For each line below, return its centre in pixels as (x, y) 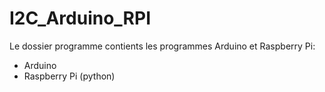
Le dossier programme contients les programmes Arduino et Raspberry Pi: (162, 46)
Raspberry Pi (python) (69, 76)
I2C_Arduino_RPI (80, 18)
